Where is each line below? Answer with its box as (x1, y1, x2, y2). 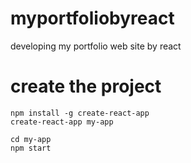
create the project (10, 75, 162, 98)
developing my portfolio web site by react (10, 40, 182, 52)
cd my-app (10, 134, 52, 144)
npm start (10, 143, 52, 153)
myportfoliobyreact (10, 7, 175, 30)
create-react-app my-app (10, 117, 114, 127)
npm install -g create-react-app (10, 108, 150, 118)
